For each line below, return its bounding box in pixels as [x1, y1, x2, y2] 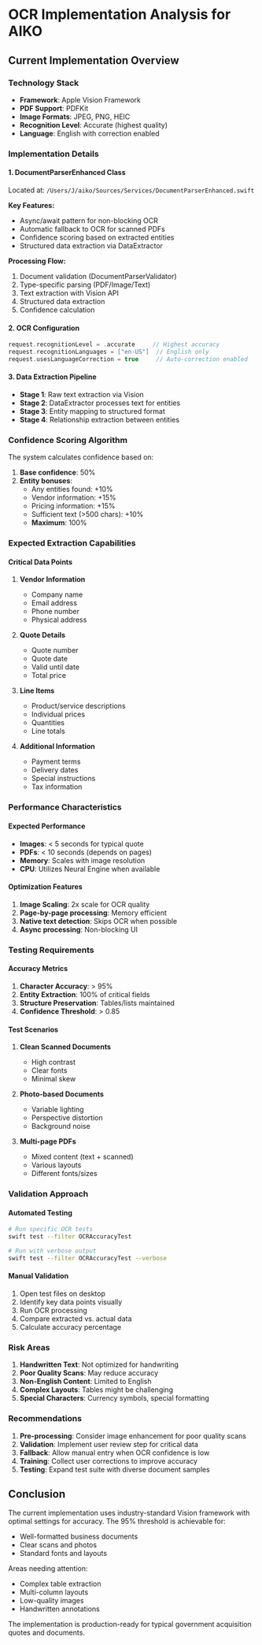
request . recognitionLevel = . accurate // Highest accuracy [8, 341, 220, 348]
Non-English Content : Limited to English [19, 1377, 152, 1386]
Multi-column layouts [19, 1587, 89, 1597]
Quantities [31, 718, 65, 728]
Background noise [31, 1122, 90, 1131]
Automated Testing [8, 1208, 73, 1217]
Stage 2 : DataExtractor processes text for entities [19, 398, 181, 408]
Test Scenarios [8, 1025, 59, 1034]
